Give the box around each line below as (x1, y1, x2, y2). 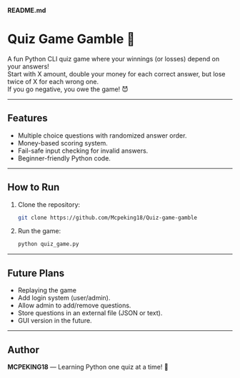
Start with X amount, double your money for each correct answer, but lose (7, 69, 226, 78)
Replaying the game (17, 286, 77, 295)
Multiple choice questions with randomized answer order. (17, 131, 187, 140)
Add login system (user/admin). (17, 294, 111, 302)
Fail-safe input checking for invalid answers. (17, 146, 149, 155)
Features (7, 112, 48, 124)
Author (7, 344, 39, 356)
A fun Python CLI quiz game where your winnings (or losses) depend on (7, 54, 220, 63)
